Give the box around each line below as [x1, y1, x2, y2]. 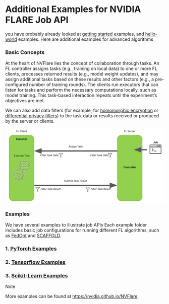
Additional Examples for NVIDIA [5, 4, 141, 15]
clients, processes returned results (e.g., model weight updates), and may [5, 71, 159, 77]
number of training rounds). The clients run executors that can [29, 82, 159, 88]
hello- [145, 31, 158, 37]
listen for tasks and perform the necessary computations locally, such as [5, 87, 156, 93]
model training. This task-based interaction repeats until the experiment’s [5, 92, 157, 99]
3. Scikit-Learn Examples [5, 272, 68, 279]
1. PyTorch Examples [5, 245, 57, 252]
